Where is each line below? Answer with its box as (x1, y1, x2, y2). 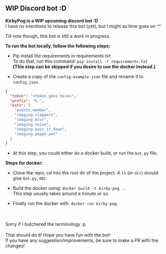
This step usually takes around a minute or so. (12, 191, 109, 197)
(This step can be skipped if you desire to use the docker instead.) (12, 63, 156, 69)
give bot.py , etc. (12, 175, 47, 182)
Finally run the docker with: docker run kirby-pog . (12, 200, 118, 207)
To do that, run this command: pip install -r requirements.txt (12, 58, 148, 64)
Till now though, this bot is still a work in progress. (5, 33, 110, 39)
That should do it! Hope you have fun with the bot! (5, 232, 110, 238)
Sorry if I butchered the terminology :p (5, 221, 86, 227)
